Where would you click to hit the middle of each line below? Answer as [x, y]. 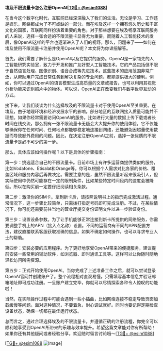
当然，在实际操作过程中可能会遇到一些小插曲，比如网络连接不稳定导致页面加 [81, 299]
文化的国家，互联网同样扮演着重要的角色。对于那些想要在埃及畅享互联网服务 [81, 30]
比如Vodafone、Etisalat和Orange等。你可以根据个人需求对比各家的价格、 [78, 168]
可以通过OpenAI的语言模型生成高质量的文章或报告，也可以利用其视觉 [87, 83]
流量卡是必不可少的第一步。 [33, 142]
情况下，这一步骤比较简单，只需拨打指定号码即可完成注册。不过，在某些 [81, 203]
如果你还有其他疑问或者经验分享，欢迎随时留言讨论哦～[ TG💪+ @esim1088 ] [80, 334]
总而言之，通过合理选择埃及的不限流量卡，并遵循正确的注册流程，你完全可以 [81, 321]
